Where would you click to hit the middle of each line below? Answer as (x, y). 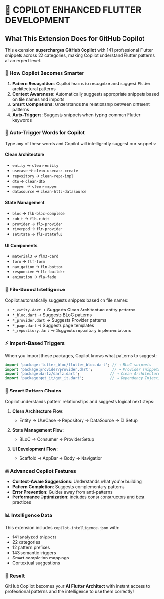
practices (22, 502)
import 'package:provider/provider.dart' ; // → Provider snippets (83, 369)
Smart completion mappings (41, 558)
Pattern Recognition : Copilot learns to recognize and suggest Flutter (81, 84)
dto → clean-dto (29, 181)
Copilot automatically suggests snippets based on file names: (67, 300)
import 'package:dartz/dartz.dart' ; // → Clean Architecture (83, 374)
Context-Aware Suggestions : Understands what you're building (77, 481)
